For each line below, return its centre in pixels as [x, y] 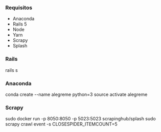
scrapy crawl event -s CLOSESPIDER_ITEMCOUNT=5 [61, 124]
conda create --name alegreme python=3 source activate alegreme [76, 94]
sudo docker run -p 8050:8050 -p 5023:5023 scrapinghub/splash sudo [80, 119]
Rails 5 [20, 24]
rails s [11, 70]
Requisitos [19, 8]
